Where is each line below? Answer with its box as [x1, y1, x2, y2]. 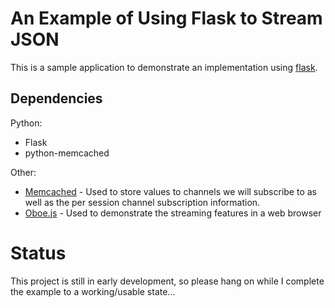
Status [10, 242, 67, 264]
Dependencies [10, 90, 103, 107]
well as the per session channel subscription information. [24, 196, 261, 208]
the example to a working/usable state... [10, 285, 176, 297]
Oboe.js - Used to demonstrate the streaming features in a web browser [24, 207, 322, 219]
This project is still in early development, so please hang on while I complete [10, 275, 325, 287]
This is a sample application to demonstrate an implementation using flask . [10, 61, 318, 73]
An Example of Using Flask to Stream [10, 7, 323, 30]
